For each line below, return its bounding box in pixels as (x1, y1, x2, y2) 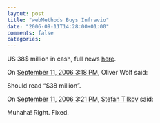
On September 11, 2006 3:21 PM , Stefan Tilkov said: (7, 95, 154, 104)
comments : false (7, 29, 54, 37)
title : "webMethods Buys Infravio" (7, 17, 110, 23)
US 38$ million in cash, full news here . (7, 55, 117, 63)
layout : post (7, 10, 45, 17)
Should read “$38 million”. (7, 82, 81, 90)
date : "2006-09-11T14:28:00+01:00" (7, 23, 110, 30)
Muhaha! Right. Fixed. (7, 108, 69, 117)
